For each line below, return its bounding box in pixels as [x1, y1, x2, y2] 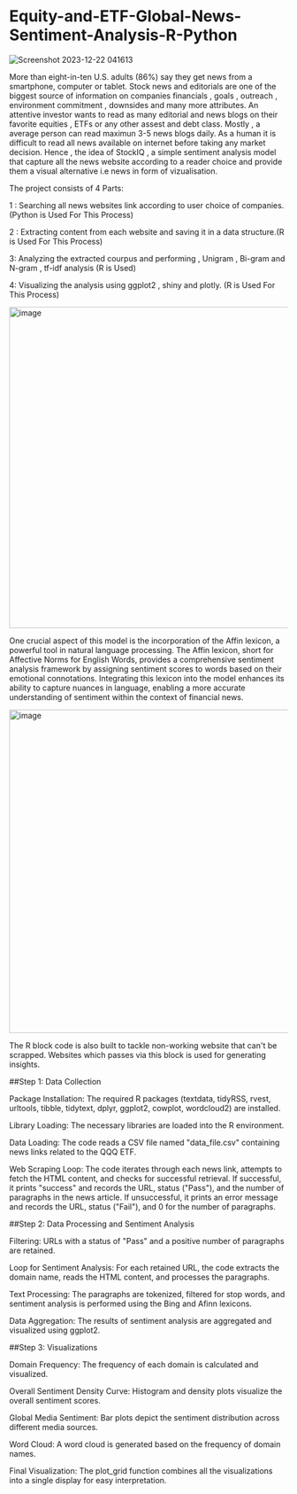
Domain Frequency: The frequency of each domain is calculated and [9, 1358, 259, 1370]
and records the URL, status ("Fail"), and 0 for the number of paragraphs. [9, 1201, 277, 1211]
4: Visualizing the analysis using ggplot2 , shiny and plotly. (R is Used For [9, 279, 276, 290]
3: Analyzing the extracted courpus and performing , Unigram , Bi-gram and [9, 253, 286, 263]
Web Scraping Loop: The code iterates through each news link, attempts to [9, 1163, 283, 1174]
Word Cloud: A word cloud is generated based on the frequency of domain [9, 1438, 281, 1450]
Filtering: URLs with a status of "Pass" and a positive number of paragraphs [9, 1235, 285, 1246]
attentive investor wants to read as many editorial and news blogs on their [9, 109, 278, 120]
